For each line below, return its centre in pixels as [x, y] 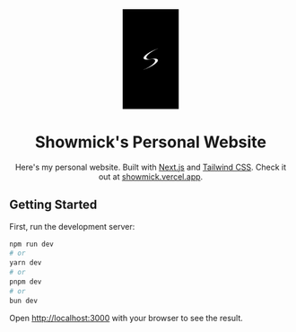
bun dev [24, 301]
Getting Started [53, 205]
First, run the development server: [72, 226]
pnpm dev [26, 282]
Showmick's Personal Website [151, 142]
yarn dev [26, 263]
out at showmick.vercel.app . [151, 176]
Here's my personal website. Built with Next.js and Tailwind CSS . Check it [151, 167]
